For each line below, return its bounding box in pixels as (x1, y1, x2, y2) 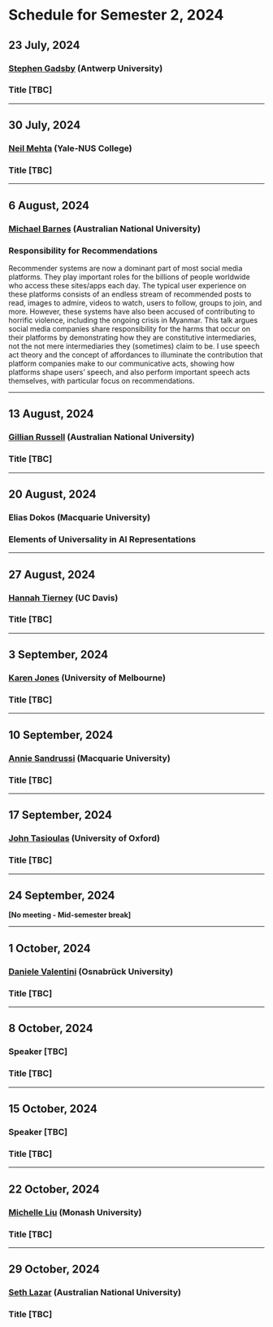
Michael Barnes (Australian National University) (8, 222, 201, 234)
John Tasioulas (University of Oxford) (8, 833, 161, 844)
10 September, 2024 (8, 727, 114, 742)
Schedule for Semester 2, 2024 (8, 6, 224, 24)
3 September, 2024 (8, 648, 109, 661)
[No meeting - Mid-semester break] (8, 910, 132, 920)
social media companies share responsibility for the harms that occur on (8, 324, 250, 334)
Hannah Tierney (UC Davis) (8, 592, 119, 604)
